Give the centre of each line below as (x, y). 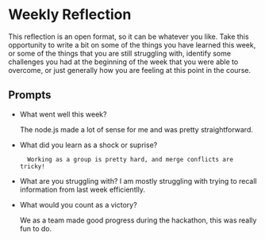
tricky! (32, 166)
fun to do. (36, 228)
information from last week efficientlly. (82, 189)
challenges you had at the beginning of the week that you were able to (123, 62)
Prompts (30, 95)
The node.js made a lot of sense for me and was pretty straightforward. (136, 129)
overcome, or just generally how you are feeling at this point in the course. (130, 70)
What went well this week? (63, 114)
